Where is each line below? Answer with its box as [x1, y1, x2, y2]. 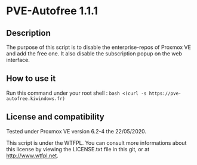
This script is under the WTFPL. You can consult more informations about [6, 139, 187, 147]
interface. [6, 57, 30, 63]
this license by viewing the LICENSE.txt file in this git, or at [6, 145, 150, 152]
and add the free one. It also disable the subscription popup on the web [6, 50, 182, 57]
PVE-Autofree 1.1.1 [6, 4, 98, 18]
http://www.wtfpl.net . [6, 152, 59, 159]
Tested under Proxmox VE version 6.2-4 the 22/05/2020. [6, 127, 147, 135]
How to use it [6, 73, 56, 84]
